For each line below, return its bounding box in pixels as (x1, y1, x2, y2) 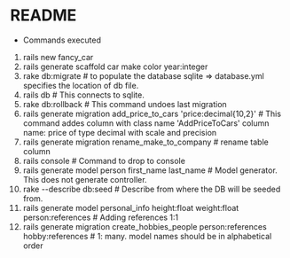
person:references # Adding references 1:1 (22, 212, 179, 223)
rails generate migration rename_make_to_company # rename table (22, 137, 269, 147)
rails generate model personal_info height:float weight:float (22, 202, 239, 213)
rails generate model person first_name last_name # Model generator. (22, 165, 278, 176)
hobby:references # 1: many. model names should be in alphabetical (22, 231, 272, 241)
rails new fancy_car (22, 51, 94, 62)
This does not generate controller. (22, 174, 147, 184)
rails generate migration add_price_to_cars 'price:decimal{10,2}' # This (22, 108, 282, 119)
